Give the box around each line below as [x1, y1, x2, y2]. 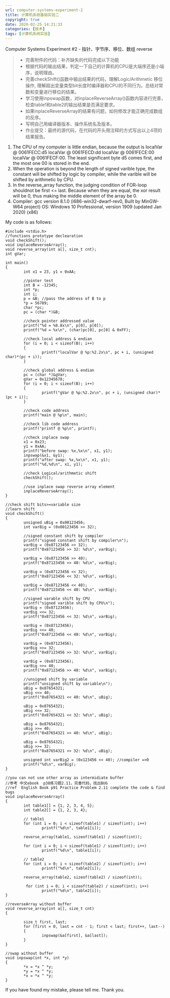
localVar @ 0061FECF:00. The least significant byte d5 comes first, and [12, 155, 162, 161]
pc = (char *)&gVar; [23, 372, 67, 377]
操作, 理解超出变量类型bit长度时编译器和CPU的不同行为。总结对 [25, 82, 159, 89]
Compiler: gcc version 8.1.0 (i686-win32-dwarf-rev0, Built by [12, 198, 141, 204]
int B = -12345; [23, 283, 58, 288]
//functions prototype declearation [5, 233, 83, 238]
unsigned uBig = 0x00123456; [23, 520, 86, 525]
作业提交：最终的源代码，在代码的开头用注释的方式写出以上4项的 [25, 127, 162, 133]
